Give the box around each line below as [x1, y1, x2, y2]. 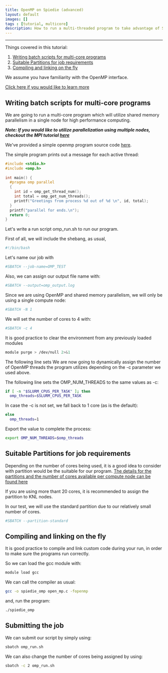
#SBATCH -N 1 [5, 307, 32, 312]
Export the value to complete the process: [5, 426, 91, 432]
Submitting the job [5, 621, 64, 630]
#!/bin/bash [5, 246, 30, 251]
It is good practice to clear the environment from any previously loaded [5, 335, 151, 341]
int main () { [5, 175, 32, 180]
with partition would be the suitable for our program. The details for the [5, 468, 151, 474]
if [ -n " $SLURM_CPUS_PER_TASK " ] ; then [5, 389, 91, 394]
